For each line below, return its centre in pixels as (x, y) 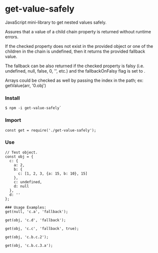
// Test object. (21, 152)
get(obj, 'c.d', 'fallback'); (36, 220)
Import (13, 120)
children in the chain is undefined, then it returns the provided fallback (75, 51)
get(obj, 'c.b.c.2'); (27, 237)
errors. (12, 37)
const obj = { (19, 156)
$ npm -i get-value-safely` (33, 108)
